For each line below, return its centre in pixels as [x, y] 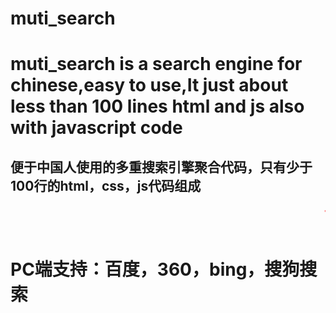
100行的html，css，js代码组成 [106, 185]
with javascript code [96, 128]
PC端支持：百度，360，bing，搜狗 [155, 269]
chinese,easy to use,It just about [149, 85]
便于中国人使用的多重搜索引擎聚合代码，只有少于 [161, 167]
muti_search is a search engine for [156, 64]
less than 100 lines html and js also [157, 106]
